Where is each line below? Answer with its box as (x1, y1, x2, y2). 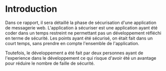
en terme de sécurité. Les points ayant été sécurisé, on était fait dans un (5, 35, 153, 41)
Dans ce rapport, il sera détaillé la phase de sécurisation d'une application (5, 20, 157, 25)
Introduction (5, 3, 57, 15)
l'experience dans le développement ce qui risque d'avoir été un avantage (5, 55, 157, 61)
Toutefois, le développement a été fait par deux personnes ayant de (5, 50, 144, 56)
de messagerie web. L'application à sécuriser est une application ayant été (5, 24, 158, 30)
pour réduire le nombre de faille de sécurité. (5, 60, 95, 66)
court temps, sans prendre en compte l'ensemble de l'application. (5, 40, 140, 46)
